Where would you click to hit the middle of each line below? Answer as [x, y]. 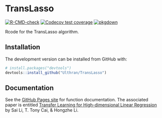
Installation [23, 47]
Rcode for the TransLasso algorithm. [42, 31]
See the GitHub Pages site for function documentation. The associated [77, 100]
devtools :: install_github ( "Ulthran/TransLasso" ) [56, 73]
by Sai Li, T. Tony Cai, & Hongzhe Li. [42, 110]
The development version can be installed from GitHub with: [66, 59]
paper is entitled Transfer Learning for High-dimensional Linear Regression [81, 105]
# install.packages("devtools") [38, 68]
